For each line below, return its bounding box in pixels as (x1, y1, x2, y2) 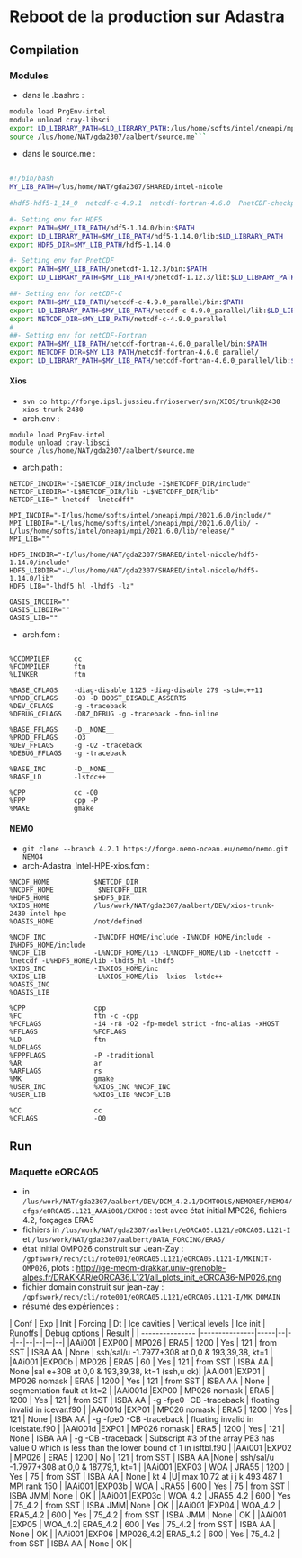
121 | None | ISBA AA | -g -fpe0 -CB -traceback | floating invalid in (9, 1413, 254, 1424)
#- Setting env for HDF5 (9, 214, 102, 224)
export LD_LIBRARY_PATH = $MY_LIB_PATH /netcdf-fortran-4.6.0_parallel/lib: (9, 356, 292, 365)
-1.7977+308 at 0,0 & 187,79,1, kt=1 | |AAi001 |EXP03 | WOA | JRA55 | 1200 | (9, 1461, 289, 1472)
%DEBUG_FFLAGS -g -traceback (9, 749, 127, 758)
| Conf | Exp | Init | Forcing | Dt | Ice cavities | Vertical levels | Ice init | (9, 1318, 266, 1328)
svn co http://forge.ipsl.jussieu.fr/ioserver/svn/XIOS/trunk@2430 (22, 398, 280, 407)
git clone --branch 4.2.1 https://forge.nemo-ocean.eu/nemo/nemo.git (22, 844, 289, 854)
